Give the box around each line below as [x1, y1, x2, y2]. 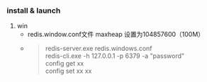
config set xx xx [45, 66, 92, 76]
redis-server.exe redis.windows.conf [45, 45, 153, 53]
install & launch [6, 6, 61, 16]
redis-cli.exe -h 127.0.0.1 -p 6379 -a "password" [45, 52, 185, 60]
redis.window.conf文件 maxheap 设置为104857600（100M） [27, 30, 205, 39]
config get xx [45, 59, 84, 68]
